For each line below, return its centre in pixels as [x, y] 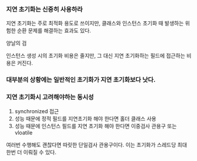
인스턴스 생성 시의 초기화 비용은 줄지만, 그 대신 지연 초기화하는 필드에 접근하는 [96, 56]
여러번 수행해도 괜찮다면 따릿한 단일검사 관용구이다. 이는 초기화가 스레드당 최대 [97, 144]
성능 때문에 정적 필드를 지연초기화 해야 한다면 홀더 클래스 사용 [85, 119]
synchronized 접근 [37, 111]
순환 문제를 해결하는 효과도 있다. [54, 31]
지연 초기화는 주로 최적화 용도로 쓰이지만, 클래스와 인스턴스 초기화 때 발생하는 [95, 23]
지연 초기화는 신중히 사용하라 [45, 9]
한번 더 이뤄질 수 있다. [31, 152]
